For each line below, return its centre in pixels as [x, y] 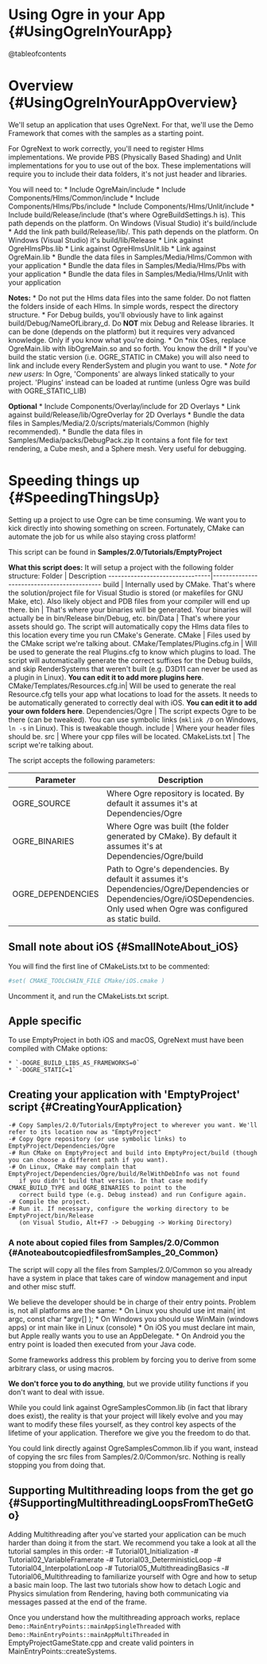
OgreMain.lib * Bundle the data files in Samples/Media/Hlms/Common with [130, 257]
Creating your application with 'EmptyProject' [124, 1095]
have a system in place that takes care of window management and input [128, 1278]
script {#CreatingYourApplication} [95, 1107]
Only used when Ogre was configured [178, 909]
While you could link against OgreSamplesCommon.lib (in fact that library [128, 1408]
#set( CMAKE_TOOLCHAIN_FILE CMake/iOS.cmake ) [87, 980]
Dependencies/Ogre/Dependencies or [178, 889]
